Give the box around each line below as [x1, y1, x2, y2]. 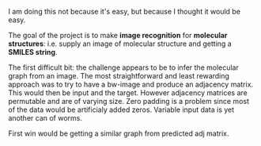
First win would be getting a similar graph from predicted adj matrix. [8, 129, 229, 138]
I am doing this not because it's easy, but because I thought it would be [8, 7, 241, 16]
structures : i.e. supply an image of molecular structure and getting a [8, 39, 232, 48]
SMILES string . [8, 48, 58, 56]
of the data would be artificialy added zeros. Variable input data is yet [8, 105, 235, 114]
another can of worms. [8, 113, 83, 122]
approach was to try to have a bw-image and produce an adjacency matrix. [8, 79, 254, 89]
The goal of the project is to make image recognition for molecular [8, 31, 228, 40]
